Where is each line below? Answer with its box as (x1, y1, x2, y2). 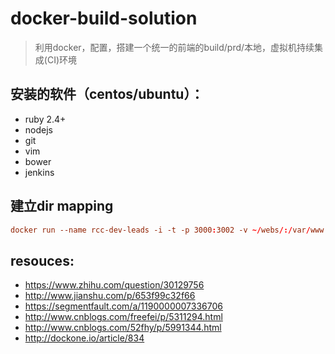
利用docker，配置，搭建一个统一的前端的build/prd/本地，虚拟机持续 (34, 41, 315, 53)
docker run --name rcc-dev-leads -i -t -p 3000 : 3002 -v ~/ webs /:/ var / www (10, 225, 325, 235)
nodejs (24, 123, 53, 136)
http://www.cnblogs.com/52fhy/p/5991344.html (24, 322, 222, 334)
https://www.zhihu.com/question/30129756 (24, 279, 205, 291)
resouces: (10, 252, 75, 269)
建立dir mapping (10, 198, 114, 215)
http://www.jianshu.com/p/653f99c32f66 (24, 290, 196, 302)
